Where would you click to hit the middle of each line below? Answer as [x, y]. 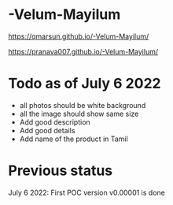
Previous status [61, 171]
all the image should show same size [79, 114]
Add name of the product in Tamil [74, 139]
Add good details [47, 130]
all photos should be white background [83, 105]
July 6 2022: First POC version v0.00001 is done [86, 192]
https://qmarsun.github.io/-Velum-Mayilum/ [79, 36]
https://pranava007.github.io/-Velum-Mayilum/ [83, 51]
